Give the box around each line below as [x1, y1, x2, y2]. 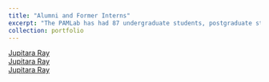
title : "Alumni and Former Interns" [8, 11, 130, 20]
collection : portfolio [8, 26, 84, 34]
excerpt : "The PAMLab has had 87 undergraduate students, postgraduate [8, 19, 252, 27]
